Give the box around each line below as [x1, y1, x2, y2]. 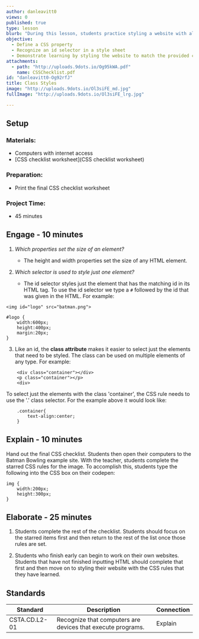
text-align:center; [27, 413, 76, 419]
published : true [6, 20, 46, 25]
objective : [6, 36, 33, 42]
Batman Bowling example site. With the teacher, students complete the [6, 456, 179, 464]
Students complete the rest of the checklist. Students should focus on [14, 528, 185, 535]
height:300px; [17, 491, 52, 497]
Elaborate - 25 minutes [6, 512, 92, 522]
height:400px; [17, 324, 52, 331]
